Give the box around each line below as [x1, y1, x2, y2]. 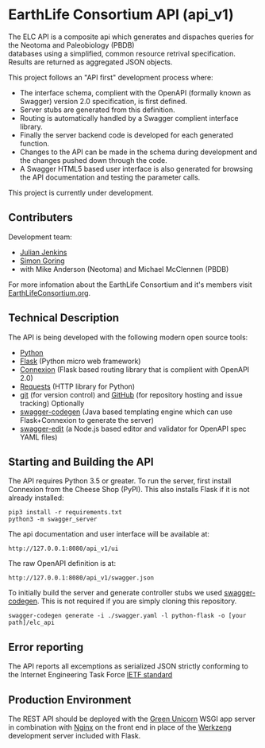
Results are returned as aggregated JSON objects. [8, 57, 173, 67]
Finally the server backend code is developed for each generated [19, 130, 234, 140]
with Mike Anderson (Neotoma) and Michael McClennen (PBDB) [19, 264, 229, 273]
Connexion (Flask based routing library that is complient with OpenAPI [19, 364, 250, 374]
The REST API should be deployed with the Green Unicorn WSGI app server [8, 714, 255, 723]
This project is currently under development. [8, 188, 154, 197]
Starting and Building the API [8, 455, 154, 468]
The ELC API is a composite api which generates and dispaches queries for [8, 32, 254, 41]
